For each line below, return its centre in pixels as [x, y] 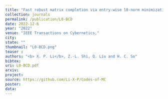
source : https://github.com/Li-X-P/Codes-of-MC [56, 79]
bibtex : [13, 61]
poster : [13, 84]
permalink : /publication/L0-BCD [39, 19]
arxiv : [12, 70]
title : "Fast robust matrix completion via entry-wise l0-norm [72, 10]
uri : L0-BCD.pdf [22, 65]
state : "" [15, 42]
